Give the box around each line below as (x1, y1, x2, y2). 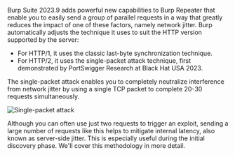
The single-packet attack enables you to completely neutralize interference (7, 77, 224, 86)
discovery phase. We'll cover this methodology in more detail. (7, 142, 186, 149)
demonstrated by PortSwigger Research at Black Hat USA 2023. (17, 64, 203, 72)
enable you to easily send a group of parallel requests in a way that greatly (7, 13, 223, 22)
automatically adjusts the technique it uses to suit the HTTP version (7, 28, 202, 36)
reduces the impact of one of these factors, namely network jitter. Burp (7, 21, 213, 29)
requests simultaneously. (7, 92, 80, 100)
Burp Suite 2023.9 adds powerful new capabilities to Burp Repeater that (7, 6, 215, 14)
